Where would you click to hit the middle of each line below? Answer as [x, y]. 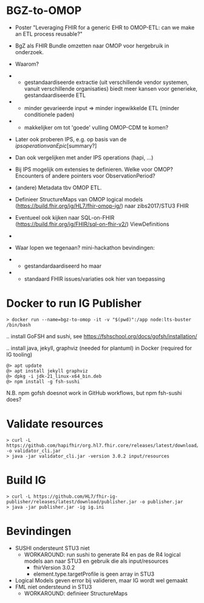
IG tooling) [19, 354]
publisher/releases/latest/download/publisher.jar [72, 502]
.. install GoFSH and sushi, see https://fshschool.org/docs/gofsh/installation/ [102, 336]
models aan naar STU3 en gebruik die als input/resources [96, 561]
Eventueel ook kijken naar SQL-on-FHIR [65, 217]
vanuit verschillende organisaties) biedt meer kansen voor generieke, [111, 88]
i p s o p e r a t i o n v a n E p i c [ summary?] [56, 145]
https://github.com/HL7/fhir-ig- [76, 497]
